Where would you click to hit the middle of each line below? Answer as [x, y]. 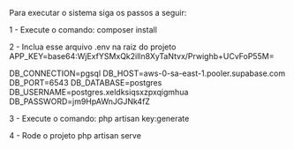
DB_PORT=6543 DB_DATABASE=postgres [86, 82]
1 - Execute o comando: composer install [83, 30]
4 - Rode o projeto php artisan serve [75, 135]
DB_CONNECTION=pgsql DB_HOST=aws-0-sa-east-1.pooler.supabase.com [147, 73]
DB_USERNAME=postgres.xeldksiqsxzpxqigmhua [99, 92]
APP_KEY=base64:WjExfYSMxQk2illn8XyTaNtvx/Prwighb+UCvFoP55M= [142, 56]
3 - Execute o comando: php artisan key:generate [99, 119]
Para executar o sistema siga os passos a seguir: [98, 13]
